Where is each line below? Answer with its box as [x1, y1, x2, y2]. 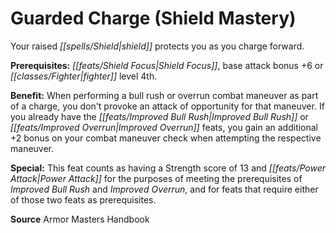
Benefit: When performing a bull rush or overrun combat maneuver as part [10, 89, 319, 101]
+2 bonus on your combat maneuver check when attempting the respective [10, 132, 322, 144]
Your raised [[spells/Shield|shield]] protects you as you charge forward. [10, 40, 305, 52]
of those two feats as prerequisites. [10, 193, 157, 206]
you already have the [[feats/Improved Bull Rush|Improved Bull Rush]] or [10, 110, 309, 122]
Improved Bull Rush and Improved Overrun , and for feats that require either [10, 183, 319, 195]
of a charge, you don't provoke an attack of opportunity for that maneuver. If [10, 100, 325, 112]
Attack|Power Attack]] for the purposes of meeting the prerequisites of [10, 172, 303, 184]
